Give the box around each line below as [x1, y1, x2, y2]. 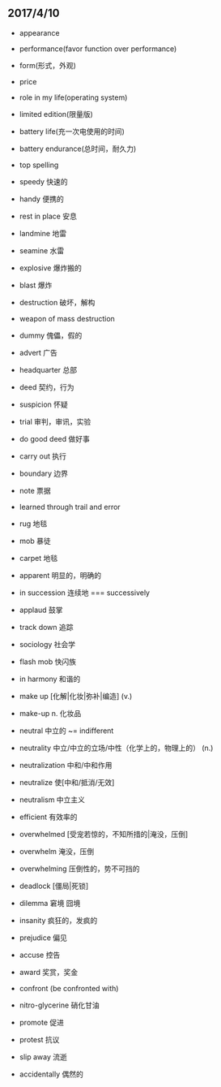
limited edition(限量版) [19, 109, 94, 119]
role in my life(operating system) [19, 93, 128, 102]
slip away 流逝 [19, 1051, 68, 1062]
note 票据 [19, 485, 52, 495]
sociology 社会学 [19, 639, 76, 649]
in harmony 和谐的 [19, 674, 81, 684]
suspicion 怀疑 [19, 399, 68, 409]
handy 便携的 [19, 194, 64, 204]
